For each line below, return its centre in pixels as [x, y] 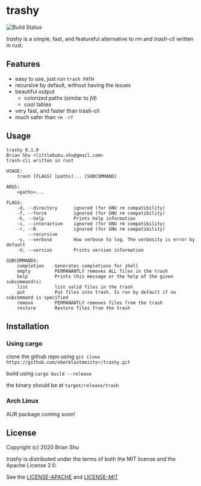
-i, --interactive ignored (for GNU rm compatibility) [91, 223]
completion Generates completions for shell [78, 266]
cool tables [38, 104]
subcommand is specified [37, 298]
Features [23, 64]
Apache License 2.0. [32, 466]
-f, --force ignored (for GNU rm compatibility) [91, 213]
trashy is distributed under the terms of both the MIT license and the [91, 459]
